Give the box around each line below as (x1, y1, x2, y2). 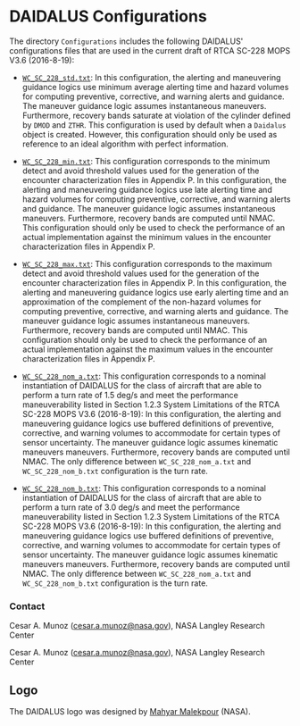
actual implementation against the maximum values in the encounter (21, 344, 274, 355)
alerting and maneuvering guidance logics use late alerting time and (21, 184, 272, 195)
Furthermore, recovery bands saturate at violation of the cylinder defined (21, 110, 291, 121)
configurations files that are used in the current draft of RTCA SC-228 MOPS (9, 45, 291, 55)
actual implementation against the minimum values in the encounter (21, 231, 271, 242)
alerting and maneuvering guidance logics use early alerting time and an (21, 287, 288, 297)
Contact (9, 600, 46, 613)
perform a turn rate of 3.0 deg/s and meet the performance (21, 502, 241, 513)
